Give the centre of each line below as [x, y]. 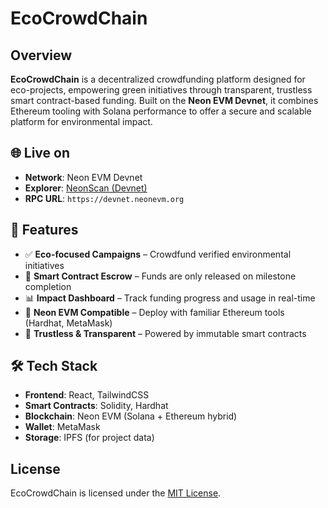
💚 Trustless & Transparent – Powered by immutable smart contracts [165, 333]
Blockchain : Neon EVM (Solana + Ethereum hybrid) [131, 416]
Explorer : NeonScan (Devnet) [86, 188]
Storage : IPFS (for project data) [89, 438]
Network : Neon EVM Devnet [83, 177]
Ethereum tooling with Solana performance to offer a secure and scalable [161, 111]
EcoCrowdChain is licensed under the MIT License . [116, 493]
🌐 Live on [40, 153]
